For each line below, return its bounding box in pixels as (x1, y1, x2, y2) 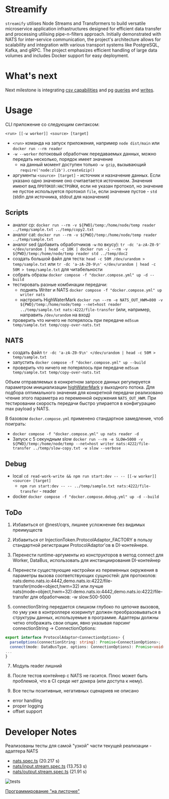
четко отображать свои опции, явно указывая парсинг (12, 620, 131, 626)
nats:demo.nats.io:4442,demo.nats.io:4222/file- (12, 578, 113, 584)
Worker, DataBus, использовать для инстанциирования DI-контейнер (12, 557, 161, 563)
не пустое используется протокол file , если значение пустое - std (12, 188, 157, 194)
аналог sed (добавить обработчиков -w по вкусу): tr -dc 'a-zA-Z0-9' (12, 241, 161, 247)
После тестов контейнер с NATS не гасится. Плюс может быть (12, 673, 148, 679)
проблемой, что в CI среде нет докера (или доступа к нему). (12, 678, 143, 684)
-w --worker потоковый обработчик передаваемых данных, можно (12, 151, 157, 157)
